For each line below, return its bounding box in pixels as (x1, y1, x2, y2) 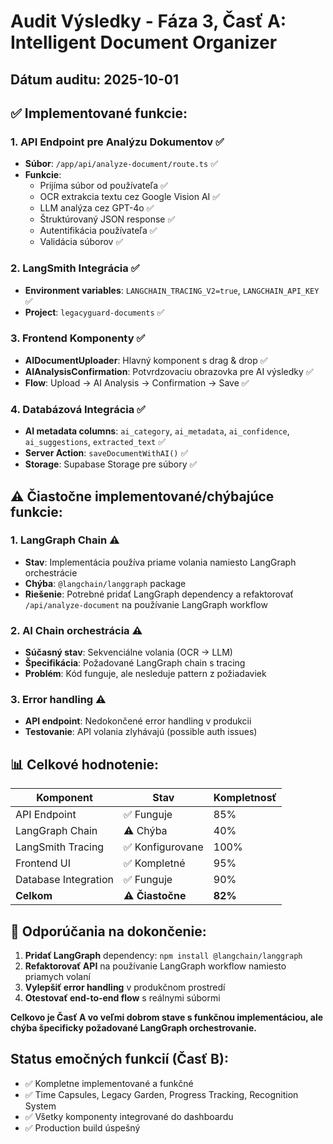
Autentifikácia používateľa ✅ (39, 225, 158, 237)
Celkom (15, 889, 53, 903)
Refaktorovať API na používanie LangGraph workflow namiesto (24, 960, 287, 972)
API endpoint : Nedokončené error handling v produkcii (24, 715, 252, 727)
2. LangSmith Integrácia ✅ (10, 261, 140, 275)
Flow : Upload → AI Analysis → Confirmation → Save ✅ (24, 376, 250, 389)
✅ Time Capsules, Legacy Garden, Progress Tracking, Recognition (24, 1088, 299, 1100)
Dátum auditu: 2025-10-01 (10, 71, 179, 88)
